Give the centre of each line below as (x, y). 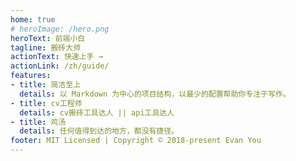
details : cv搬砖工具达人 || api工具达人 (97, 112)
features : (31, 76)
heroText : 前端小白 (48, 38)
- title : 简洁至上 (46, 85)
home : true (33, 19)
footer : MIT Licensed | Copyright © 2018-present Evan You (136, 141)
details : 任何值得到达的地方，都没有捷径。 (99, 131)
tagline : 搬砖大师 (46, 47)
